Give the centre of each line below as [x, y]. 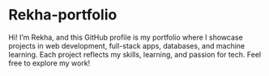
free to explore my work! [49, 63]
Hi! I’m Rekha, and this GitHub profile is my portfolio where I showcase [126, 37]
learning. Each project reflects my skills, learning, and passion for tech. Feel [135, 54]
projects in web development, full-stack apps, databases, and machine [127, 45]
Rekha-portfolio [63, 15]
